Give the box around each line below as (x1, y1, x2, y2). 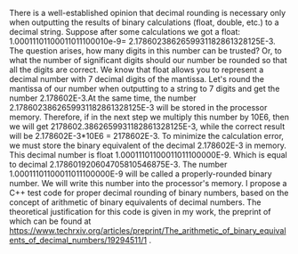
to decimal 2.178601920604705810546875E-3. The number (9, 160, 228, 169)
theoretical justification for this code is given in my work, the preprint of (9, 207, 271, 217)
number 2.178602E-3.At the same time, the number (9, 93, 197, 103)
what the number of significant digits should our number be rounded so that (9, 55, 287, 65)
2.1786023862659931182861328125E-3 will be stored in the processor (9, 102, 268, 112)
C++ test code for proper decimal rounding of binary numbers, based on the (9, 187, 289, 198)
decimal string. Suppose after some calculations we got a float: (9, 27, 241, 37)
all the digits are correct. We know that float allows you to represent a (9, 64, 264, 75)
